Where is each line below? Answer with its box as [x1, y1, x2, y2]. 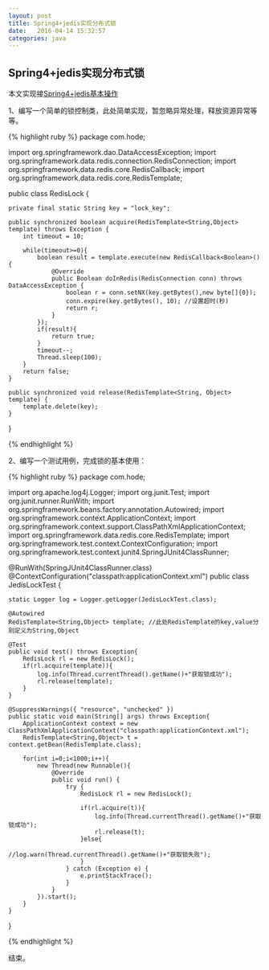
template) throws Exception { [8, 226, 110, 234]
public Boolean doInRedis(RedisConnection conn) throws [51, 275, 243, 283]
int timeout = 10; [22, 232, 84, 241]
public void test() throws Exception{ [8, 648, 138, 656]
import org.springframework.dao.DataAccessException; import [8, 148, 217, 158]
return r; [65, 305, 99, 313]
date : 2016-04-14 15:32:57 [8, 27, 106, 35]
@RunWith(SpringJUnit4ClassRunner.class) [8, 563, 153, 573]
